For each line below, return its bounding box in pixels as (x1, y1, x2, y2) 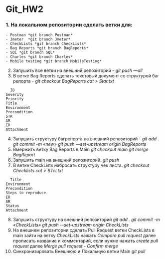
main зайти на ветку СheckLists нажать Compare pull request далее (12, 233, 156, 239)
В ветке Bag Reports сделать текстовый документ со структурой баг (12, 73, 160, 79)
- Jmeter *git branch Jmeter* (5, 37, 71, 42)
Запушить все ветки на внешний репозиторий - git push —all (12, 67, 143, 73)
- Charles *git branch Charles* (5, 54, 73, 59)
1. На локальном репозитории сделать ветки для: (5, 21, 133, 28)
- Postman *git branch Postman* (5, 32, 73, 38)
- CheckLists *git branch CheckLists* (5, 41, 86, 46)
